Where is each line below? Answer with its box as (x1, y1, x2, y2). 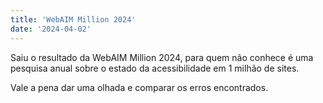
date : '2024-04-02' (10, 24, 92, 34)
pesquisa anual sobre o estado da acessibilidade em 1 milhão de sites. (10, 62, 300, 74)
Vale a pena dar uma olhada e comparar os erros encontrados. (10, 81, 269, 93)
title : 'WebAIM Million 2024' (10, 14, 137, 25)
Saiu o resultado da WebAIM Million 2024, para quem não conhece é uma (10, 51, 314, 63)
